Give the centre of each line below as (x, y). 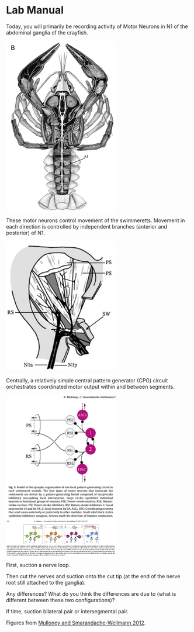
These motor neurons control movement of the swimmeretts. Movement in (96, 220)
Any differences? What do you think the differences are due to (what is (91, 594)
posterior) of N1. (26, 233)
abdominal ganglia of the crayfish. (47, 32)
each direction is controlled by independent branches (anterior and (87, 226)
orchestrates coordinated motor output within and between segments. (91, 387)
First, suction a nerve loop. (38, 565)
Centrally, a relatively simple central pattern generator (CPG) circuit (87, 381)
